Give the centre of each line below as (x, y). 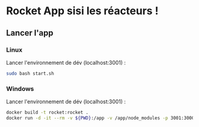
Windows (20, 88)
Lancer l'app (30, 33)
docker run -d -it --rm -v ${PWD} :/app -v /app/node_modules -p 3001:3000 (100, 118)
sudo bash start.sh (30, 73)
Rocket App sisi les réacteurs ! (82, 11)
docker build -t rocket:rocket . (47, 113)
